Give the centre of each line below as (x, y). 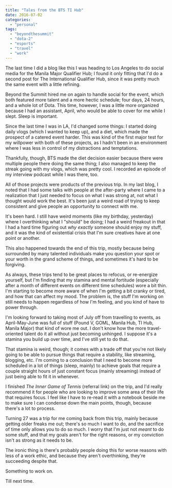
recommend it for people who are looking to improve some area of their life (85, 392)
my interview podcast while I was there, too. (52, 174)
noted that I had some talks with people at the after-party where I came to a (85, 190)
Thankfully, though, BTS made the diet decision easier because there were (84, 158)
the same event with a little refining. (43, 84)
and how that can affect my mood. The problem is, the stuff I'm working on (84, 296)
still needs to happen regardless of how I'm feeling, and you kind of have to (85, 302)
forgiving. (15, 264)
